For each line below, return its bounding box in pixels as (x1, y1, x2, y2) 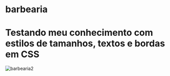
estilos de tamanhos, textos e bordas (5, 38, 165, 49)
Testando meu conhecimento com (5, 27, 153, 39)
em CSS (5, 48, 40, 60)
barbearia (5, 4, 48, 15)
